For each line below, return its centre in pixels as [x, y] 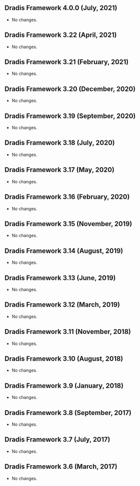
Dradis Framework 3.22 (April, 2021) [61, 35]
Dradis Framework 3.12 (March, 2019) [62, 305]
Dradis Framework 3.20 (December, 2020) [70, 89]
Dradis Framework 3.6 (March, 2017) [61, 467]
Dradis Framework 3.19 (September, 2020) [70, 116]
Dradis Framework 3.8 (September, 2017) [68, 413]
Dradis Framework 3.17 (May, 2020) [60, 170]
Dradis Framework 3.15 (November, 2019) [68, 224]
